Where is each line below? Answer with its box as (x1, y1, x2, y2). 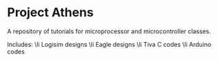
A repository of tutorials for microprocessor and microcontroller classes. (7, 27, 211, 35)
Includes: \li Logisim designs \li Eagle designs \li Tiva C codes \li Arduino (7, 40, 212, 48)
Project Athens (7, 5, 94, 20)
